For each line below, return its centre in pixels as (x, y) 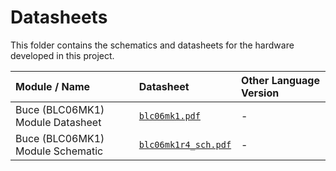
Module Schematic (59, 151)
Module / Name (53, 86)
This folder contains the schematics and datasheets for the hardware (152, 45)
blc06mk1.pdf (169, 115)
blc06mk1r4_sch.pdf (185, 144)
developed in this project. (62, 55)
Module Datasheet (58, 122)
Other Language (280, 80)
